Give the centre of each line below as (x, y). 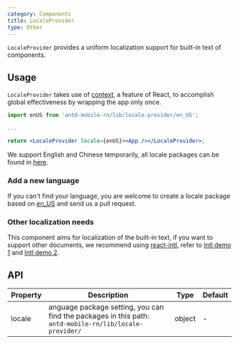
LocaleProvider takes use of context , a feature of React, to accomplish (111, 95)
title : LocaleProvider (41, 21)
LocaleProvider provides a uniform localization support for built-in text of (115, 48)
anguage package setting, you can (106, 307)
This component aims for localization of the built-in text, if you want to (110, 238)
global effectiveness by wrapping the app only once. (84, 102)
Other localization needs (51, 222)
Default (215, 295)
